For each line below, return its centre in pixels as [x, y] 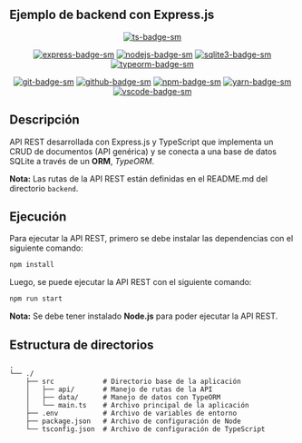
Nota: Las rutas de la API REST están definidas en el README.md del [139, 178]
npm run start [36, 299]
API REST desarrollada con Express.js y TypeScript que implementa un [141, 142]
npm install [32, 265]
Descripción [44, 120]
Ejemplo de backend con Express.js [112, 15]
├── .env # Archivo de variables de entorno [132, 413]
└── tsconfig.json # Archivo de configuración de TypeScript [146, 429]
